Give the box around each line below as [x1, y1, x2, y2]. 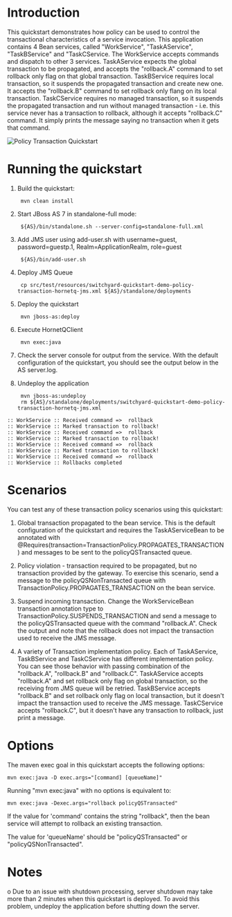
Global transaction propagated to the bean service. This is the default [17, 518, 216, 527]
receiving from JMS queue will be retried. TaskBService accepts [17, 684, 201, 692]
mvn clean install [20, 198, 74, 204]
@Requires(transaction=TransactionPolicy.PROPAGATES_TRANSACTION [17, 541, 224, 549]
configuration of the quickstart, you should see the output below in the [17, 358, 219, 367]
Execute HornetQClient [17, 325, 83, 333]
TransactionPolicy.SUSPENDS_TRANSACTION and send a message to [17, 611, 217, 620]
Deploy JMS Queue [17, 268, 73, 277]
